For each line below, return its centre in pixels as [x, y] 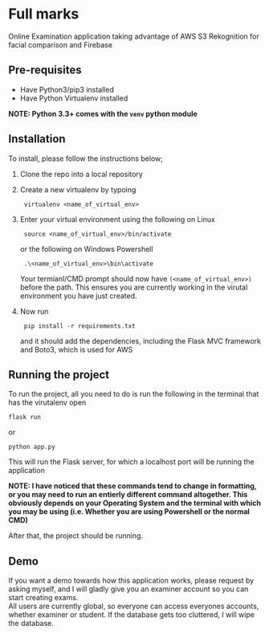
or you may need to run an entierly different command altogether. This [128, 495]
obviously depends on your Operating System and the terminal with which [134, 503]
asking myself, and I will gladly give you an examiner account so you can [128, 589]
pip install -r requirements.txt [79, 326]
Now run [34, 311]
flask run [25, 418]
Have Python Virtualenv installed [74, 98]
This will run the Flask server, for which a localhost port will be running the [131, 462]
